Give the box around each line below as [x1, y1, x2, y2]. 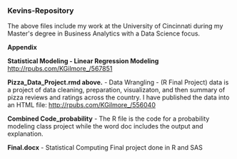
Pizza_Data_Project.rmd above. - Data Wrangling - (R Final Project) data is [7, 78, 229, 87]
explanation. [7, 130, 44, 138]
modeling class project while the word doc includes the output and [7, 122, 203, 131]
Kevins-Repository [7, 6, 74, 16]
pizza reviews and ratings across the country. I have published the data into [7, 93, 230, 102]
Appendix [7, 43, 37, 52]
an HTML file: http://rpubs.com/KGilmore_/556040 [7, 101, 156, 109]
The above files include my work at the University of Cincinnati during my [7, 22, 223, 31]
